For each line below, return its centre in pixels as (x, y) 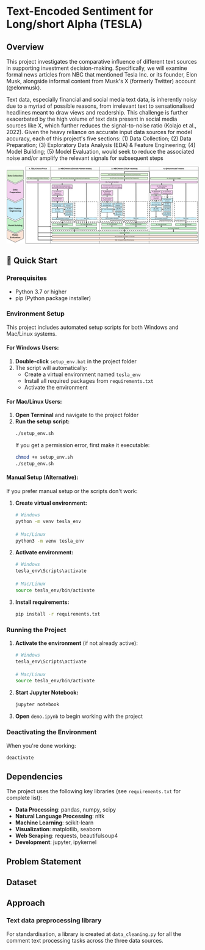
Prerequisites (27, 278)
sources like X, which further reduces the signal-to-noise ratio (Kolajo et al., (102, 126)
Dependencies (34, 776)
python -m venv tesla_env (48, 521)
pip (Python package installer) (53, 298)
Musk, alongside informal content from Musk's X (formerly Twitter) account (101, 81)
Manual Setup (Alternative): (42, 477)
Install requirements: (42, 602)
